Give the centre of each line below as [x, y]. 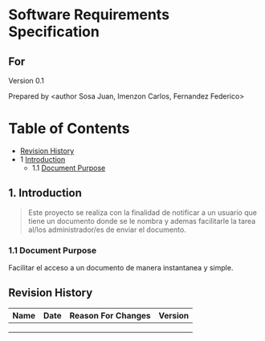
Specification [54, 32]
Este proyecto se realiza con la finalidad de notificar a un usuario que [142, 212]
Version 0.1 [26, 81]
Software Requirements [89, 15]
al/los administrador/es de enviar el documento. [107, 229]
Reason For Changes [110, 315]
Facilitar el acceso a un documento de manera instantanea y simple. [121, 268]
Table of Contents [69, 129]
